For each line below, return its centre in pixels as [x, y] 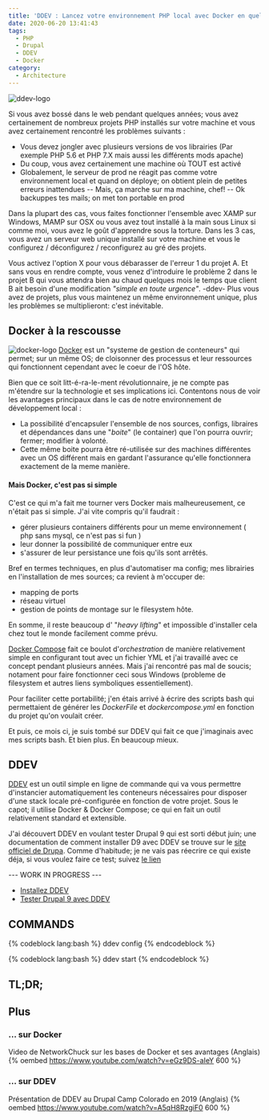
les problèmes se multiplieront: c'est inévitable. [86, 305]
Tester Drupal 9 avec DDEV [65, 899]
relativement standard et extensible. [67, 818]
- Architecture [41, 75]
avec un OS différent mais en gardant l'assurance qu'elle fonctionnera [135, 458]
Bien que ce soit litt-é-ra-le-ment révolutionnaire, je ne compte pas [119, 383]
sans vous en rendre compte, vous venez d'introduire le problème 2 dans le [133, 271]
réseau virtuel [42, 601]
